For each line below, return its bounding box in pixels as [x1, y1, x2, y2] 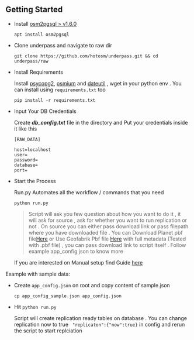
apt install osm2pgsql [13, 32, 70, 37]
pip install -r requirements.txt [13, 97, 96, 103]
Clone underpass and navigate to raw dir [13, 42, 112, 49]
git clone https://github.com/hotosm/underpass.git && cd [13, 53, 158, 59]
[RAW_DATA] [13, 136, 41, 142]
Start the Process [13, 177, 56, 184]
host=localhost [13, 146, 51, 153]
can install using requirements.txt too [13, 86, 106, 93]
